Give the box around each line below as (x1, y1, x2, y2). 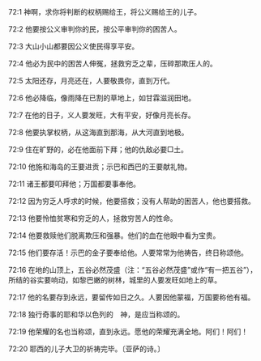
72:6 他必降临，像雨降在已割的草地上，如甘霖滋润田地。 (8, 93, 196, 103)
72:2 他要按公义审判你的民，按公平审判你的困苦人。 (8, 24, 182, 34)
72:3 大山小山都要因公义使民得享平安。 (8, 41, 139, 51)
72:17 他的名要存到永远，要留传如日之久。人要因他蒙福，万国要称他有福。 (8, 292, 255, 302)
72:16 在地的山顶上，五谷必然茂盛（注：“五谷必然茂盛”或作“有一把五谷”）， (8, 265, 258, 274)
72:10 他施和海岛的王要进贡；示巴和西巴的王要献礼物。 (8, 162, 192, 172)
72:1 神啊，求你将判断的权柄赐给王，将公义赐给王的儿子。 (8, 7, 202, 16)
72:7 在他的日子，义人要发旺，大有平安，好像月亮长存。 (8, 110, 196, 120)
